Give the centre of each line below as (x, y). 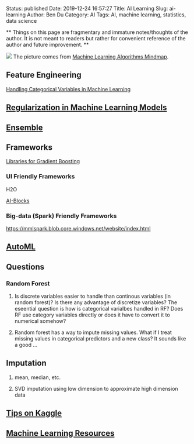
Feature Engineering (44, 75)
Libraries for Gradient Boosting (43, 161)
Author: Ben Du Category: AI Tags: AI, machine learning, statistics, (107, 15)
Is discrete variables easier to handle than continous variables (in (92, 296)
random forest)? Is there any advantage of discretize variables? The (96, 302)
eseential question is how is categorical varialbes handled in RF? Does (99, 309)
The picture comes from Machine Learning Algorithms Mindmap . (91, 57)
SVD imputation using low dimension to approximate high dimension (96, 388)
